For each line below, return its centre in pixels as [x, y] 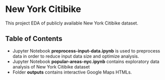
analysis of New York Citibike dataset [51, 66]
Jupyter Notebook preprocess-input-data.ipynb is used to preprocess [86, 50]
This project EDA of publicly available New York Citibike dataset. [72, 23]
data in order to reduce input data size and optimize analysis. [76, 56]
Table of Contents [34, 39]
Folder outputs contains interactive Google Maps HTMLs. [72, 72]
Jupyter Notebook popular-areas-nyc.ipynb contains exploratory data [86, 61]
